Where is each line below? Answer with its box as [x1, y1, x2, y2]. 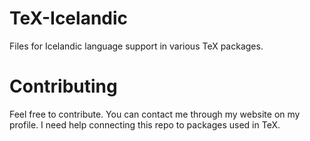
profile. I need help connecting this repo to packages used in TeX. [9, 118, 281, 131]
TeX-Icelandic [9, 7, 129, 30]
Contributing [9, 75, 118, 98]
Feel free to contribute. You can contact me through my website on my [9, 108, 301, 120]
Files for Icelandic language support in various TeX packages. [9, 40, 264, 52]
